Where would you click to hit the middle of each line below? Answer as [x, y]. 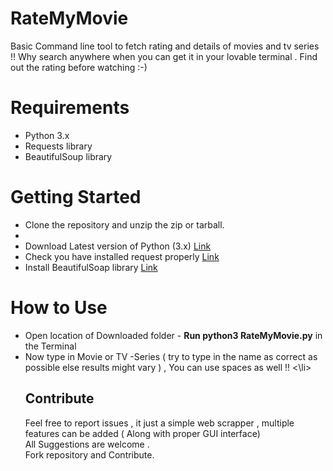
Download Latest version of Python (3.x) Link [118, 246]
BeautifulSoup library [68, 156]
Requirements [70, 108]
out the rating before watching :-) [79, 67]
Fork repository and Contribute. [89, 454]
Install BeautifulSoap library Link [91, 267]
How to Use [59, 308]
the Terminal [50, 346]
